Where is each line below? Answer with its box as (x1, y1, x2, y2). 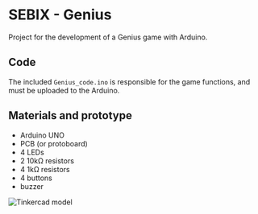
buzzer (19, 181, 44, 191)
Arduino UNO (19, 130, 65, 140)
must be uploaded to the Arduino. (8, 85, 120, 95)
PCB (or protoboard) (19, 138, 89, 148)
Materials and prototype (8, 109, 133, 122)
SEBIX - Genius (8, 6, 112, 24)
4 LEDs (19, 147, 44, 157)
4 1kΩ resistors (19, 164, 70, 174)
